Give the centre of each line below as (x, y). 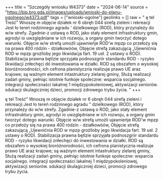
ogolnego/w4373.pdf (26, 17)
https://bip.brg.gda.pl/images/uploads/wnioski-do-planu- (64, 12)
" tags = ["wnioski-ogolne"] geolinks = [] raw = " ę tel (101, 17)
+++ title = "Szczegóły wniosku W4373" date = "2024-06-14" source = (77, 7)
